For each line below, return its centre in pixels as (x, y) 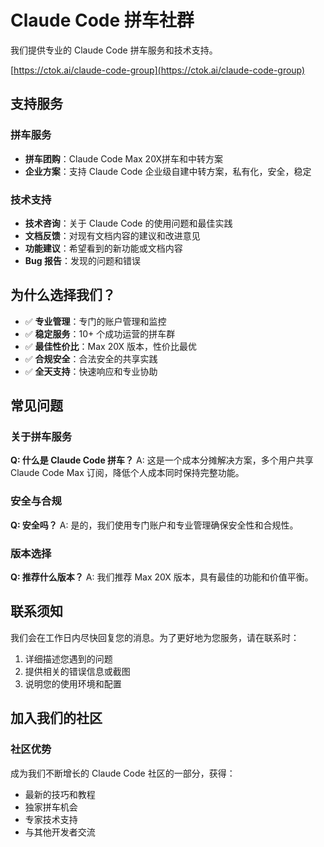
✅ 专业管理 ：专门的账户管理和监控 (95, 321)
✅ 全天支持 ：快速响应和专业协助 (91, 371)
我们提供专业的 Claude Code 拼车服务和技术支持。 (114, 50)
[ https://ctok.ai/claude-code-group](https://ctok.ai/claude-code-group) (158, 70)
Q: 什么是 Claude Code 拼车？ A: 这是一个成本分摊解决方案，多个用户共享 (162, 460)
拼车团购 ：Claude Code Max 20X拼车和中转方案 (124, 158)
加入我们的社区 (56, 718)
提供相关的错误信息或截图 (77, 671)
